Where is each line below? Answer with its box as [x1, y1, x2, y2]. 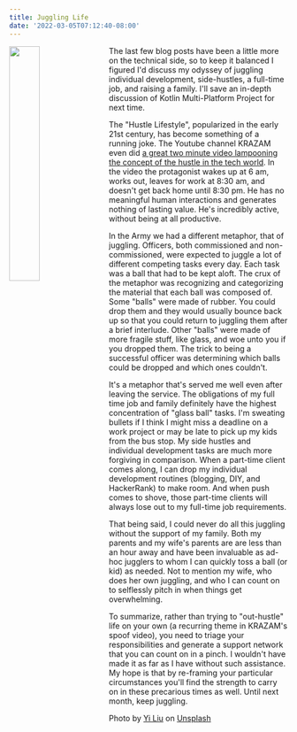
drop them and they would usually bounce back [109, 305, 283, 316]
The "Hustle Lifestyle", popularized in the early [109, 119, 279, 129]
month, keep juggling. [109, 696, 188, 706]
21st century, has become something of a [109, 128, 260, 139]
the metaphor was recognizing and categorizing [109, 277, 285, 288]
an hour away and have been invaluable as [109, 546, 264, 558]
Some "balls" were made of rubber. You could [109, 296, 276, 306]
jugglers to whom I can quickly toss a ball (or [124, 556, 288, 566]
